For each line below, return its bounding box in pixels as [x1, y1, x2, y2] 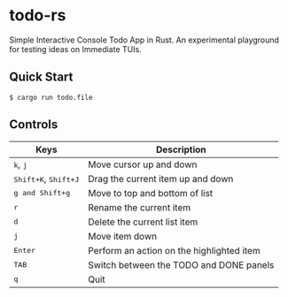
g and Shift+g [13, 188, 71, 198]
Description [155, 143, 206, 156]
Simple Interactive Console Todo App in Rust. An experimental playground [9, 34, 279, 45]
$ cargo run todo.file [9, 93, 93, 102]
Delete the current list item [88, 216, 198, 228]
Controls [9, 117, 58, 133]
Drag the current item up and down [88, 172, 234, 185]
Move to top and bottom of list [88, 187, 214, 199]
